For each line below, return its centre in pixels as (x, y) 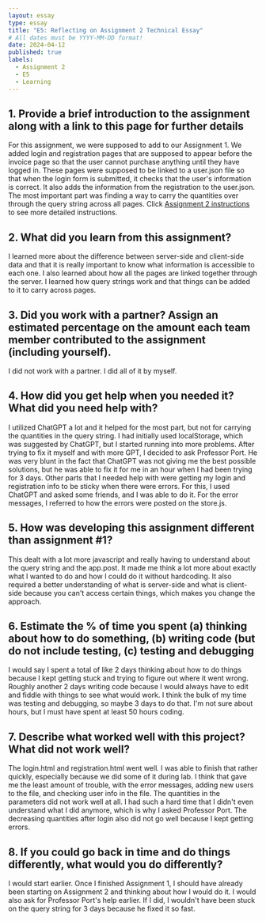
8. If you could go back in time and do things (120, 852)
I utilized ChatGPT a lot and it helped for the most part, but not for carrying (130, 427)
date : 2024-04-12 (37, 45)
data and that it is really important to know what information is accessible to (131, 265)
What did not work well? (69, 749)
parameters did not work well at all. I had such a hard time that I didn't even (131, 802)
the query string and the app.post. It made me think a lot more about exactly (132, 567)
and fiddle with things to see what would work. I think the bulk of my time (127, 695)
